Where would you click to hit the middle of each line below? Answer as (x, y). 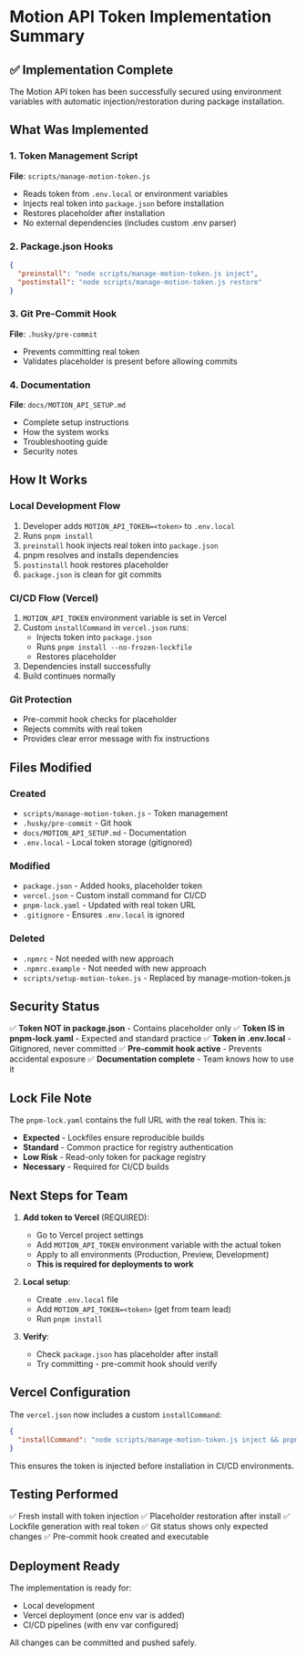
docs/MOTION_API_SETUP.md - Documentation (104, 833)
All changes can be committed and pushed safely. (103, 1642)
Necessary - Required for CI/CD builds (96, 1167)
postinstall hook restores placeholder (96, 564)
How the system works (66, 432)
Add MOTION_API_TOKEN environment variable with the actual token (158, 1245)
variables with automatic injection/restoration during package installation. (147, 101)
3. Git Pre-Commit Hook (63, 314)
